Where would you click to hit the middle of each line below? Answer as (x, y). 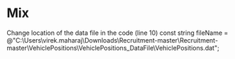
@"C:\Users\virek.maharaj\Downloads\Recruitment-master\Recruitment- (112, 40)
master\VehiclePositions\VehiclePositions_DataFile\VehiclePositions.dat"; (113, 48)
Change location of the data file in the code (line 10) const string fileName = (117, 33)
